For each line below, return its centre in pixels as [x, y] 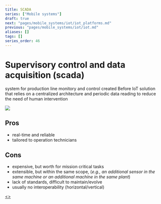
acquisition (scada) [45, 75]
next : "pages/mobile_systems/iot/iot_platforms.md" [58, 23]
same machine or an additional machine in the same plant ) [71, 177]
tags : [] [14, 37]
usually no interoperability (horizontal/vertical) [58, 187]
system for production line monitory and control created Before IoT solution [80, 88]
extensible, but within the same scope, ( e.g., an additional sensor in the [83, 172]
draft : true [17, 18]
